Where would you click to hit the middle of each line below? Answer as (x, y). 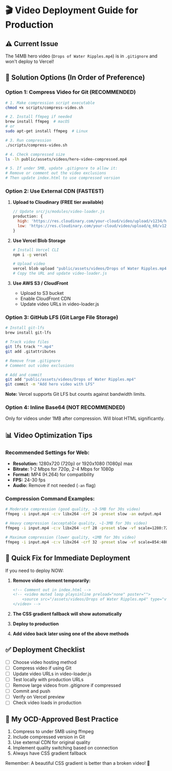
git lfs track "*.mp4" (29, 347)
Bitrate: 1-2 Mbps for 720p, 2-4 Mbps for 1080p (63, 469)
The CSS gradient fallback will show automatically (67, 614)
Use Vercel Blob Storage (39, 240)
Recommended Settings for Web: (47, 452)
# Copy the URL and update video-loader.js (60, 273)
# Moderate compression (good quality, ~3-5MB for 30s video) (73, 509)
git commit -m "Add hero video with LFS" (50, 384)
